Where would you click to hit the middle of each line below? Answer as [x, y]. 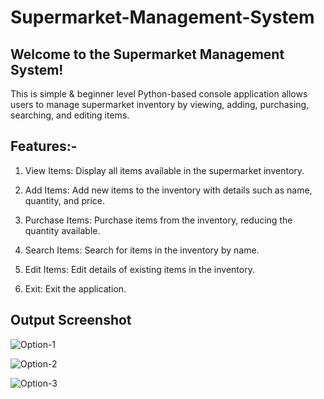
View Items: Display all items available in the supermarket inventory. [164, 170]
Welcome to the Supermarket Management [147, 54]
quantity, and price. [65, 200]
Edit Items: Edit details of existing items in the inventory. [139, 269]
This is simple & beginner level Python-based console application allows [159, 94]
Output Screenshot [71, 320]
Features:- [44, 146]
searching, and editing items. [70, 115]
